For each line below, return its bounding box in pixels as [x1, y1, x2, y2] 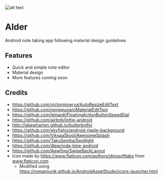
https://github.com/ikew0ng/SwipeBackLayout [12, 148, 105, 153]
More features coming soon [12, 75, 68, 80]
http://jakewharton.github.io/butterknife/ [12, 122, 93, 128]
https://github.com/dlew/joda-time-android [12, 143, 98, 149]
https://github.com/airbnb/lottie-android [12, 117, 92, 123]
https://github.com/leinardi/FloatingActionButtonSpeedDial [12, 112, 130, 118]
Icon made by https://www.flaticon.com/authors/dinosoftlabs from [12, 153, 145, 159]
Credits [5, 89, 28, 97]
